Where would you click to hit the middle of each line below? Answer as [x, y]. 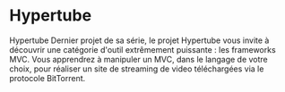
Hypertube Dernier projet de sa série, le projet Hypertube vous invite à [139, 40]
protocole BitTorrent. [47, 78]
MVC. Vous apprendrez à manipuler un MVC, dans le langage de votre [139, 59]
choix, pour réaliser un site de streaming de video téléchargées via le [137, 69]
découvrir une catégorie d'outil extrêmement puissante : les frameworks [142, 49]
